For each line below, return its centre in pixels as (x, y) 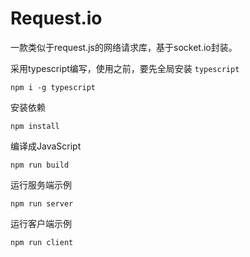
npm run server (42, 203)
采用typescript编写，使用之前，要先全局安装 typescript (125, 68)
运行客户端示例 (41, 223)
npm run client (42, 242)
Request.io (56, 18)
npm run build (40, 165)
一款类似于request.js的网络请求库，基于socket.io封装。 (124, 47)
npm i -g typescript (53, 87)
